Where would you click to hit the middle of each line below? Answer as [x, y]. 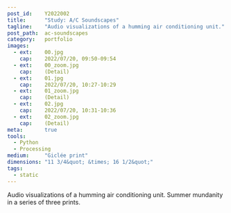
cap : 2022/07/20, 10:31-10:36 [68, 110]
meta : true [32, 130]
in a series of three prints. [44, 202]
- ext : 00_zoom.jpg [46, 65]
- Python [26, 143]
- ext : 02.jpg [38, 104]
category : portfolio [40, 40]
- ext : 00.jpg [38, 53]
